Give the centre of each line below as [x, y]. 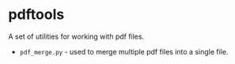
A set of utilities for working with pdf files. [76, 36]
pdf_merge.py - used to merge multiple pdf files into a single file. [124, 51]
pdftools [36, 15]
